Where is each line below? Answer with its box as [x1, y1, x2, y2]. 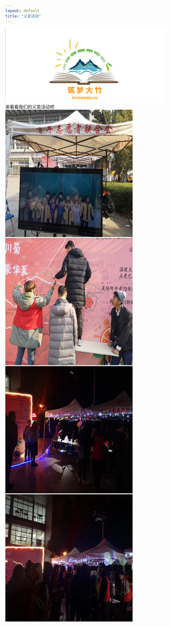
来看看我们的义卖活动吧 [5, 104, 54, 110]
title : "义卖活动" [5, 13, 42, 19]
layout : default [5, 8, 40, 13]
